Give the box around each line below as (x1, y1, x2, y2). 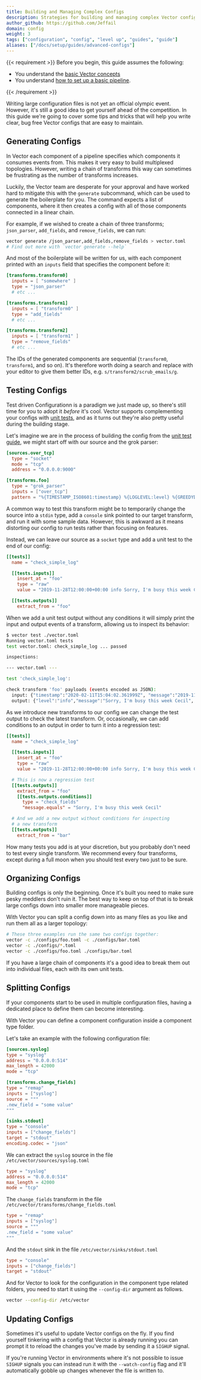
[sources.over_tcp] (6, 450, 55, 456)
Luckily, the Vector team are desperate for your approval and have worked (6, 183, 190, 190)
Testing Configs (6, 385, 68, 396)
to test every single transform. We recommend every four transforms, (6, 849, 178, 856)
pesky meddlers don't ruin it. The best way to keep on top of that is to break (6, 895, 193, 903)
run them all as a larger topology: (6, 920, 88, 927)
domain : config (6, 25, 44, 32)
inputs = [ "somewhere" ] (11, 278, 77, 284)
